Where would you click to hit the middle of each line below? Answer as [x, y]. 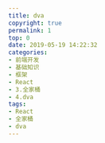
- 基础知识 [24, 68]
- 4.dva [21, 97]
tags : [17, 104]
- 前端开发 [24, 60]
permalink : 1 [30, 30]
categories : [28, 52]
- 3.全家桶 [25, 89]
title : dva [26, 15]
